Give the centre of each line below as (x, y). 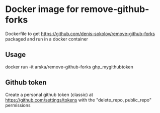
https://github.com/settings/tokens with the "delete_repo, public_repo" (78, 100)
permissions (18, 105)
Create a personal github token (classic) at (49, 94)
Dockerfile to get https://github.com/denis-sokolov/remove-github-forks (80, 33)
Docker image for (42, 9)
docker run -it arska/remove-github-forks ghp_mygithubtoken (69, 66)
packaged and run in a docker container (47, 39)
